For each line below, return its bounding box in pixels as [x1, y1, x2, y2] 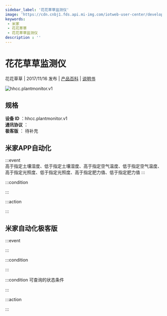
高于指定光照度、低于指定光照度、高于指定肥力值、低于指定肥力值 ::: [5, 169, 146, 175]
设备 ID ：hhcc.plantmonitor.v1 [5, 115, 68, 121]
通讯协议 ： [5, 122, 28, 128]
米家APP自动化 [5, 144, 51, 153]
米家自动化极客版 [5, 224, 58, 232]
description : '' [5, 35, 41, 40]
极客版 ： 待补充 [5, 128, 38, 134]
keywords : [5, 16, 26, 21]
